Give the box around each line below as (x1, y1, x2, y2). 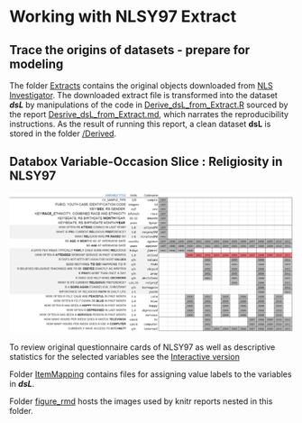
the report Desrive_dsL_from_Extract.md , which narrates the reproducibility (9, 109, 289, 119)
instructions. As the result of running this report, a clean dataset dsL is (9, 119, 271, 129)
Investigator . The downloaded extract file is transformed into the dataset (9, 90, 278, 100)
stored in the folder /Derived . (9, 128, 117, 139)
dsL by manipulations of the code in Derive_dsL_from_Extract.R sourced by (9, 99, 288, 110)
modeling (9, 56, 64, 71)
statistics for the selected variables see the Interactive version (9, 352, 241, 363)
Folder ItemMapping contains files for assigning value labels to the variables (9, 369, 292, 380)
